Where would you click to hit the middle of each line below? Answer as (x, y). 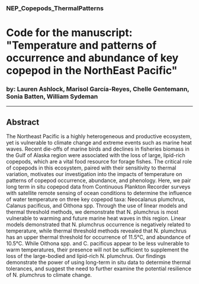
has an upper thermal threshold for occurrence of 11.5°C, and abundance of (98, 237)
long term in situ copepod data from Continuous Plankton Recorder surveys (98, 187)
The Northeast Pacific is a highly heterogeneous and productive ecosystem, (99, 136)
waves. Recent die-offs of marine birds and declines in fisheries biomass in (98, 149)
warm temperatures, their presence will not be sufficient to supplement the (97, 250)
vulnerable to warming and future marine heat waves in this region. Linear (96, 218)
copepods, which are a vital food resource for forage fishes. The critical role (99, 162)
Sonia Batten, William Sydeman (52, 97)
